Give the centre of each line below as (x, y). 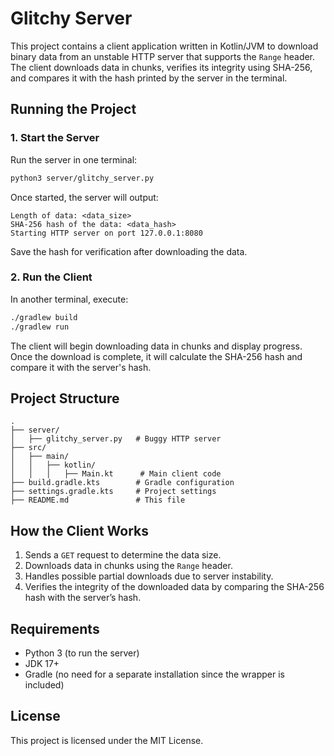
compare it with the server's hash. (81, 367)
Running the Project (73, 109)
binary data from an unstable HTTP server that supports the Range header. (163, 56)
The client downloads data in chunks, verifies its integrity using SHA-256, (161, 67)
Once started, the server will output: (84, 197)
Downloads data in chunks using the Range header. (128, 566)
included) (44, 684)
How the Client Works (80, 530)
